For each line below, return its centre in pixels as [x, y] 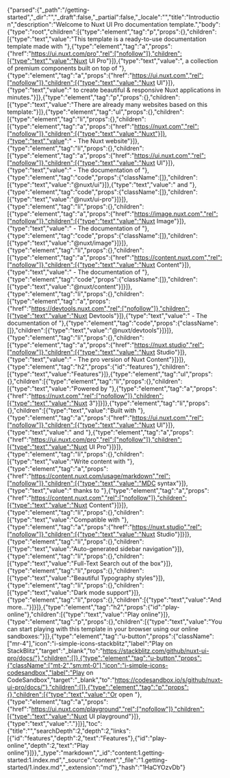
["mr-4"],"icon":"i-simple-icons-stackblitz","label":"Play [86, 643]
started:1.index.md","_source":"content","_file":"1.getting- [87, 760]
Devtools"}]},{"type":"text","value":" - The [148, 316]
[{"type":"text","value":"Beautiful [53, 578]
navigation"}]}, [163, 549]
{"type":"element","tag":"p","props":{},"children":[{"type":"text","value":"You [115, 622]
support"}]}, [124, 593]
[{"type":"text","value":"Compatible [57, 520]
